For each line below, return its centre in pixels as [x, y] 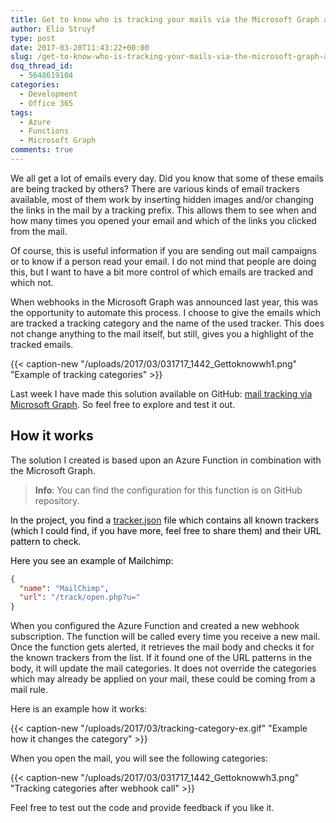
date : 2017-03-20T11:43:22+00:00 [80, 47]
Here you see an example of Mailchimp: [92, 560]
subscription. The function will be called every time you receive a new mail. [165, 637]
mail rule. [29, 690]
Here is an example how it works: [79, 709]
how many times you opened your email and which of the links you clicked [163, 220]
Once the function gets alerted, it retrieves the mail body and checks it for [162, 647]
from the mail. [39, 231]
